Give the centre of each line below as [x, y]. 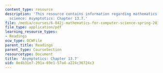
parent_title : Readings [29, 45]
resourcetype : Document [29, 54]
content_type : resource [29, 9]
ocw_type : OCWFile [24, 41]
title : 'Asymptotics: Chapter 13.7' [42, 59]
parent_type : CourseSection [33, 49]
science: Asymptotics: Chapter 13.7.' [49, 18]
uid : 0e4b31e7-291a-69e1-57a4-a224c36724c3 [50, 63]
